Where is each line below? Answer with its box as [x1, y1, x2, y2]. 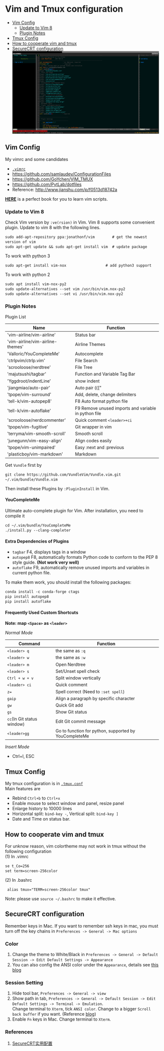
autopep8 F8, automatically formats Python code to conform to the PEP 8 [12, 554, 158, 560]
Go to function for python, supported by [55, 728, 136, 733]
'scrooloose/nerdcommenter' [7, 417, 66, 423]
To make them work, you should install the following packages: [5, 579, 132, 585]
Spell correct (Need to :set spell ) [55, 688, 125, 694]
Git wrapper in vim [75, 424, 112, 430]
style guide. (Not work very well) [12, 559, 80, 566]
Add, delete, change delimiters [75, 391, 137, 397]
